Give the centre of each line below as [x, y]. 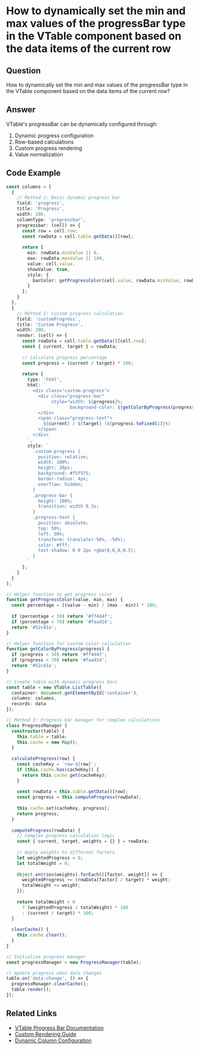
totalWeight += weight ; [51, 885]
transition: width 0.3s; [68, 506]
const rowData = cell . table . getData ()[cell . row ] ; [84, 341]
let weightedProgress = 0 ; [50, 858]
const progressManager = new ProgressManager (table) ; [74, 962]
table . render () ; [31, 990]
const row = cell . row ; [50, 231]
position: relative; [63, 457]
